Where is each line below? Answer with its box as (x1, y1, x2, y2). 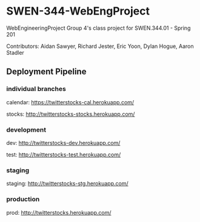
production (6, 195, 40, 204)
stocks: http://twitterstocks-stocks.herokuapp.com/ (6, 110, 135, 118)
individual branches (6, 85, 67, 93)
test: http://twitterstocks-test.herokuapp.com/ (6, 150, 121, 158)
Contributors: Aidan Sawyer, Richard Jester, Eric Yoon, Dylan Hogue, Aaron (6, 42, 194, 50)
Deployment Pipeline (6, 67, 87, 77)
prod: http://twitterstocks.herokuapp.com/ (6, 209, 112, 216)
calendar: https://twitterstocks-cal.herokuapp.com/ (6, 98, 135, 106)
